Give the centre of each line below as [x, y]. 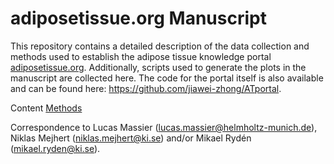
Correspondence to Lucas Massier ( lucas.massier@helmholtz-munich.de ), [164, 127]
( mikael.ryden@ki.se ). [55, 148]
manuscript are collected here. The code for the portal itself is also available [167, 78]
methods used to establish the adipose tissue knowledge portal [141, 56]
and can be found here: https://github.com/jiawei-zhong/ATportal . [146, 88]
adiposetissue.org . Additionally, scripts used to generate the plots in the [158, 67]
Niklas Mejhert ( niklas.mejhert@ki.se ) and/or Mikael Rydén [131, 138]
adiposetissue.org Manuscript [138, 18]
